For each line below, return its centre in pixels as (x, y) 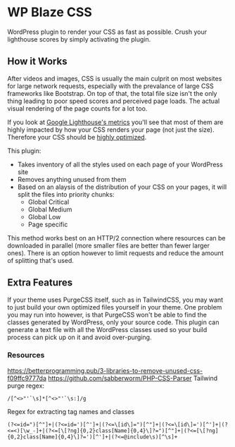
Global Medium (50, 209)
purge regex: (26, 386)
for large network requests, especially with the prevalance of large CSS (110, 86)
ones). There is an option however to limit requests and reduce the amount (115, 253)
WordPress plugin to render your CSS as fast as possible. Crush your (107, 32)
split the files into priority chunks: (66, 194)
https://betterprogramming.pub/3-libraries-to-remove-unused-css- (105, 370)
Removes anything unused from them (72, 179)
